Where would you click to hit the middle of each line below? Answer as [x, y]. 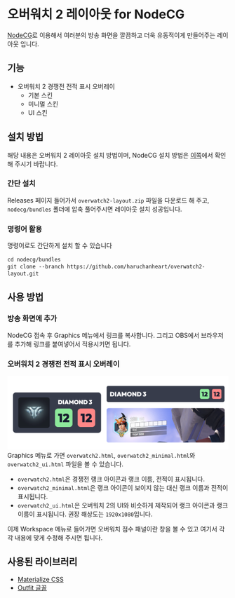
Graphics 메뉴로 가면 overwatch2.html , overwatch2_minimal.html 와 [101, 455]
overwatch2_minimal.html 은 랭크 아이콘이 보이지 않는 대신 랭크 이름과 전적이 [123, 487]
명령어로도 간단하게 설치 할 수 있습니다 [60, 245]
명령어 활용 [25, 229]
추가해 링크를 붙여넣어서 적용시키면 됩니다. [73, 344]
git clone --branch [36, 267]
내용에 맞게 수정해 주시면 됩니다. [59, 538]
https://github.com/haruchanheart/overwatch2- [136, 267]
